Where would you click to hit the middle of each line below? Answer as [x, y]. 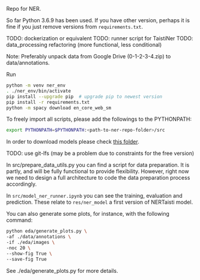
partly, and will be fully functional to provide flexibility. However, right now [98, 171]
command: [20, 220]
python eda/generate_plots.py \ [47, 231]
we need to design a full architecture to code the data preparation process [98, 178]
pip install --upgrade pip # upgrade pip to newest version [84, 96]
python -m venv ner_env [36, 85]
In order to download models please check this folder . [73, 142]
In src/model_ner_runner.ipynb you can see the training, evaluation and [95, 196]
